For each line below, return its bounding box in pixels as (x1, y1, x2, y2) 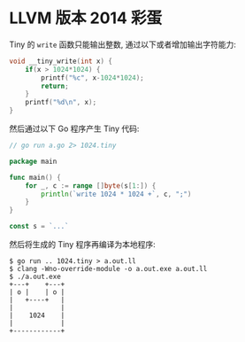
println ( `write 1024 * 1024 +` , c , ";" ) (41, 190, 192, 198)
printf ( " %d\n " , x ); (25, 98, 97, 107)
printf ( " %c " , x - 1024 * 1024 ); (41, 73, 144, 82)
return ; (41, 82, 69, 90)
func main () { (9, 173, 62, 182)
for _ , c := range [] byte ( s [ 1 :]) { (25, 181, 157, 190)
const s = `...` (9, 222, 69, 231)
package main (9, 157, 57, 166)
